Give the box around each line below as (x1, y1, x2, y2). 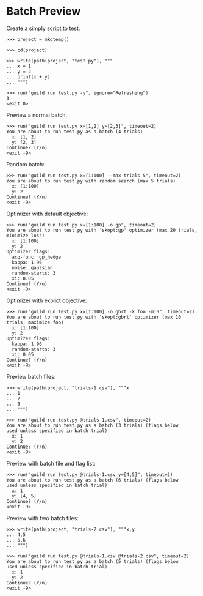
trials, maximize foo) (6, 319, 64, 326)
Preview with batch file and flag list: (6, 460, 96, 467)
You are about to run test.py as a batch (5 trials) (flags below (6, 558, 179, 564)
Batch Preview (6, 4, 81, 18)
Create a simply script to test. (6, 24, 80, 32)
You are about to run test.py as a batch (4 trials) (6, 129, 143, 135)
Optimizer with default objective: (6, 210, 88, 217)
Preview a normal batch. (6, 111, 68, 119)
